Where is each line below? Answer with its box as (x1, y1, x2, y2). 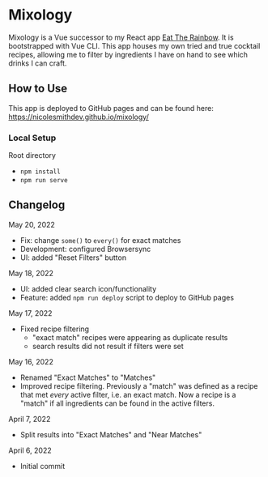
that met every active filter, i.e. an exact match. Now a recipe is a (19, 390, 236, 399)
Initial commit (19, 461, 66, 471)
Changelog (8, 198, 66, 212)
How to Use (8, 82, 68, 96)
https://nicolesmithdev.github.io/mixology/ (8, 112, 150, 121)
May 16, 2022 (8, 356, 54, 366)
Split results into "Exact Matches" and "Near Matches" (19, 429, 202, 439)
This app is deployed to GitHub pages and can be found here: (8, 103, 215, 113)
